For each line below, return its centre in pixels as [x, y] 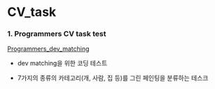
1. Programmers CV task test [57, 34]
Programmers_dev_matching [48, 49]
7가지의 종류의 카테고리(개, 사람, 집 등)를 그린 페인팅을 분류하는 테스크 [113, 78]
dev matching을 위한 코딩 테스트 [62, 63]
